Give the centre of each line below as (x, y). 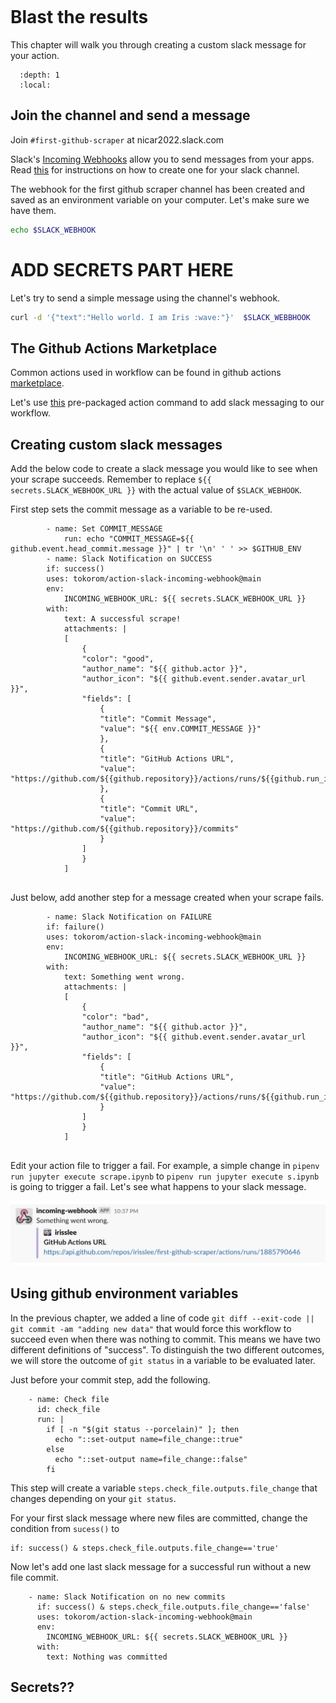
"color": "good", (118, 659)
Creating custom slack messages (116, 444)
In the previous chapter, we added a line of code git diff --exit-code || (162, 1318)
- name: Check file (69, 1399)
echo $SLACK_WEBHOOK (53, 230)
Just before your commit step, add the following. (110, 1379)
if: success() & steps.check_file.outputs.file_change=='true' (145, 1548)
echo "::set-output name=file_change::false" (151, 1459)
